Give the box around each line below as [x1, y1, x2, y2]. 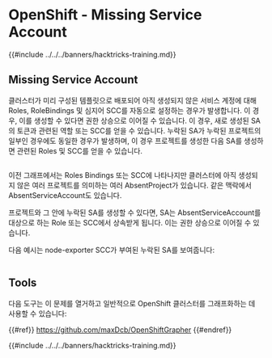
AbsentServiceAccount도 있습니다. [8, 190, 122, 200]
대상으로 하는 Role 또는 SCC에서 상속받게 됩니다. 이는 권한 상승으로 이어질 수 [8, 217, 252, 227]
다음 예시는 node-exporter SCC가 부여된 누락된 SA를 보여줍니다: [8, 245, 215, 255]
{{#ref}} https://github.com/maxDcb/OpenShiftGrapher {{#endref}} [8, 325, 232, 335]
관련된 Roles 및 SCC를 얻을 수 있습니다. [16, 145, 143, 155]
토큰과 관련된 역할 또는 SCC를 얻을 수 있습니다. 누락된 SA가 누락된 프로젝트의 [16, 125, 261, 135]
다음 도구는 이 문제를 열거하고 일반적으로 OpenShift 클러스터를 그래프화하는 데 [8, 298, 256, 308]
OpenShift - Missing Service [8, 6, 202, 24]
